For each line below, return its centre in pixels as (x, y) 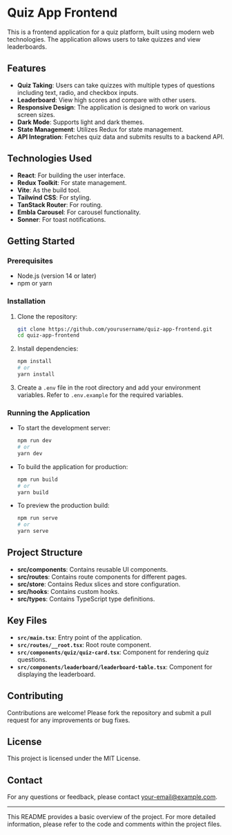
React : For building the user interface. (71, 175)
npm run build (37, 480)
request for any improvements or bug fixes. (69, 720)
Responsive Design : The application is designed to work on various (114, 107)
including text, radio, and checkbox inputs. (78, 92)
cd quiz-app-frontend (48, 335)
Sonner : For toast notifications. (61, 219)
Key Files (27, 621)
